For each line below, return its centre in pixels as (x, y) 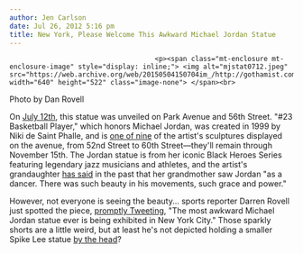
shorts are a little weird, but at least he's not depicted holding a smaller (141, 230)
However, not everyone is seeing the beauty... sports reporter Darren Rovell (150, 201)
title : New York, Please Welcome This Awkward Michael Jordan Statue (143, 34)
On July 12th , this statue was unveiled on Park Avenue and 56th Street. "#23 (151, 117)
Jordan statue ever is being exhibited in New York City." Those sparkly (140, 221)
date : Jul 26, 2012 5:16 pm (62, 26)
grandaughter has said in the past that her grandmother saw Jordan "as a (146, 174)
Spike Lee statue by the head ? (65, 239)
